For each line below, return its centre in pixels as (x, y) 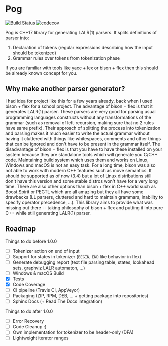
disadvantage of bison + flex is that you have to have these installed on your (84, 149)
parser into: (17, 38)
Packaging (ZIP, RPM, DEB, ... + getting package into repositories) (80, 296)
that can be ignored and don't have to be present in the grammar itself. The (83, 144)
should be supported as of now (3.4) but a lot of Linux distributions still (78, 176)
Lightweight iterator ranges (40, 338)
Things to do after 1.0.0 (29, 311)
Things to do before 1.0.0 (31, 241)
